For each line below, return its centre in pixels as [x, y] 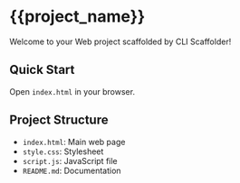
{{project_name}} [77, 17]
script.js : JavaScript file [70, 160]
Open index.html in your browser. [72, 91]
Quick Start [42, 70]
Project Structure [59, 120]
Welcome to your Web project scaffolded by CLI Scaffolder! [120, 41]
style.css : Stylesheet [63, 151]
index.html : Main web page [74, 142]
